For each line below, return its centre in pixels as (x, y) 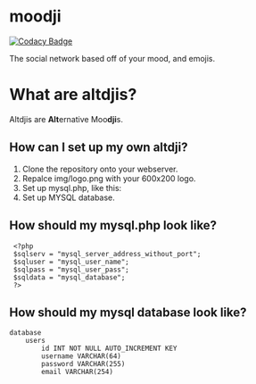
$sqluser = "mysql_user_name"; (71, 262)
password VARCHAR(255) (83, 364)
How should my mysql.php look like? (113, 225)
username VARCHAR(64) (82, 356)
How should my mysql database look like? (128, 312)
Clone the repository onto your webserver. (100, 169)
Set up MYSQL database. (69, 197)
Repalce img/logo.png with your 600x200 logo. (109, 178)
